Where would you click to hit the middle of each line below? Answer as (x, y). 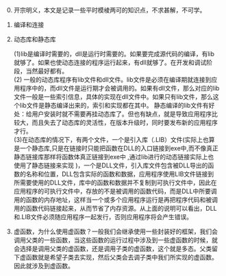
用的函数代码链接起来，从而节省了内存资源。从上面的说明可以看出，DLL (115, 208)
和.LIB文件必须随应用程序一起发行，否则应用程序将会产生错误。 (103, 217)
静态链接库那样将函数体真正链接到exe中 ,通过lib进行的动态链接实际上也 (114, 157)
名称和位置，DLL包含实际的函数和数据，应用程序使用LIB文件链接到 (120, 174)
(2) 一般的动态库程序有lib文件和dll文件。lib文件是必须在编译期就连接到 (112, 80)
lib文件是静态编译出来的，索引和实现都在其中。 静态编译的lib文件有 (114, 105)
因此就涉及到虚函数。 (43, 266)
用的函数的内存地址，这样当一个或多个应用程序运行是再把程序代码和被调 (115, 200)
